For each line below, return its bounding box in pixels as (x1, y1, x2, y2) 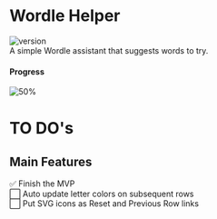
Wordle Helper (9, 5, 121, 26)
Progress (9, 65, 45, 77)
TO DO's (9, 118, 74, 139)
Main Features (9, 154, 93, 169)
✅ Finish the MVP (9, 178, 75, 189)
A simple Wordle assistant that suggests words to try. (9, 45, 209, 55)
